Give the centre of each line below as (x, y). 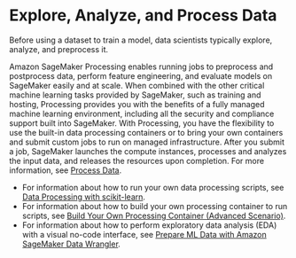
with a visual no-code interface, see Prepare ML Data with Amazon (144, 234)
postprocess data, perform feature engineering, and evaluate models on (141, 75)
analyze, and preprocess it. (59, 49)
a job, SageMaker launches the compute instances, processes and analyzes (148, 151)
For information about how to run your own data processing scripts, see (153, 187)
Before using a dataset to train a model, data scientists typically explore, (141, 40)
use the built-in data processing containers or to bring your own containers (146, 132)
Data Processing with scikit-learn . (84, 197)
